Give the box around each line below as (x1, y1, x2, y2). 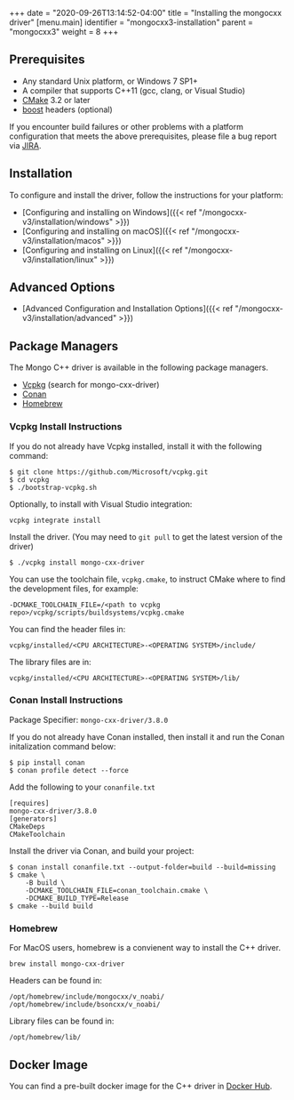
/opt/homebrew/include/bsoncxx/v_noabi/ (9, 1000, 162, 1009)
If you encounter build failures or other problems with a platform (9, 121, 244, 132)
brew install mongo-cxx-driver (9, 959, 125, 968)
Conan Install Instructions (9, 694, 123, 706)
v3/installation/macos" (21, 235, 105, 245)
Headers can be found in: (9, 976, 102, 986)
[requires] (9, 799, 50, 807)
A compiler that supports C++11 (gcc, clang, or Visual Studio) (21, 84, 246, 96)
